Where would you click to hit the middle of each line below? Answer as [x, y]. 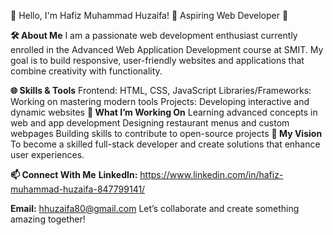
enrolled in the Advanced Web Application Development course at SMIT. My [167, 49]
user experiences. [47, 154]
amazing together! [48, 219]
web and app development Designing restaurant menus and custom [150, 123]
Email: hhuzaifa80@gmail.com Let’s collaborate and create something [155, 208]
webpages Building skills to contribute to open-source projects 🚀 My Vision [166, 133]
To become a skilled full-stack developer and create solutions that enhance [165, 144]
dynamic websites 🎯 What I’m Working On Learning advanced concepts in [164, 112]
